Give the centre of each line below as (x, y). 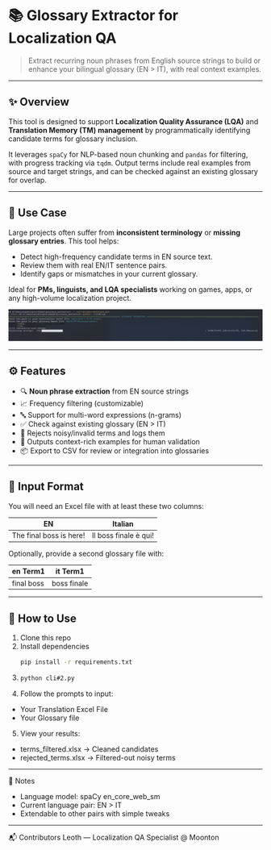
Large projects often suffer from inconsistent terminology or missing (124, 232)
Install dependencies (55, 646)
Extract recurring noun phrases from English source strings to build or (144, 60)
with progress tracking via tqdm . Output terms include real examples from (130, 163)
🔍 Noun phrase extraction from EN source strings (104, 391)
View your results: (50, 733)
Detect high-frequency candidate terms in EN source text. (116, 256)
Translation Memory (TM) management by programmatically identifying (129, 130)
